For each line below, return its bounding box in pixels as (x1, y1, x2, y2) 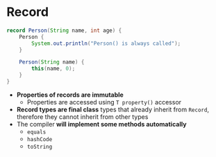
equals (26, 129, 47, 136)
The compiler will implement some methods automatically (16, 120, 187, 128)
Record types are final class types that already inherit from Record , (16, 105, 210, 113)
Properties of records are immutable (16, 91, 124, 99)
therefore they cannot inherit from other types (16, 112, 149, 121)
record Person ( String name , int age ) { (6, 27, 122, 34)
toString (26, 143, 53, 150)
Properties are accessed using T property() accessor (26, 98, 182, 106)
